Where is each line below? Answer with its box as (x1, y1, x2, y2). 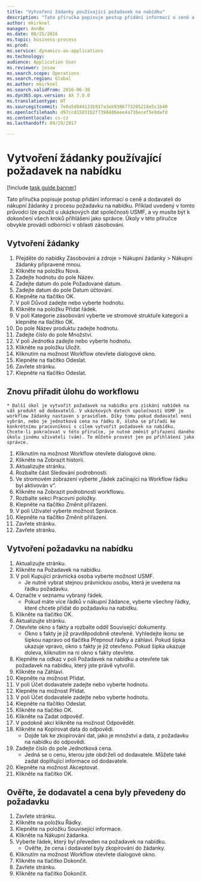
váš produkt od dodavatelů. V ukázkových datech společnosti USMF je (7, 407, 184, 414)
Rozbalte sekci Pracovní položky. (15, 494, 98, 502)
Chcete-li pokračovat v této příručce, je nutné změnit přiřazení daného (7, 428, 195, 435)
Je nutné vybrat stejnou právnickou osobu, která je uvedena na (24, 578, 181, 586)
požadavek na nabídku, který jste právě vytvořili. (15, 661, 135, 669)
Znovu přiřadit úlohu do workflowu (7, 386, 139, 397)
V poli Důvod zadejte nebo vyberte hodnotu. (15, 299, 125, 306)
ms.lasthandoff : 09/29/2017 (7, 121, 77, 127)
